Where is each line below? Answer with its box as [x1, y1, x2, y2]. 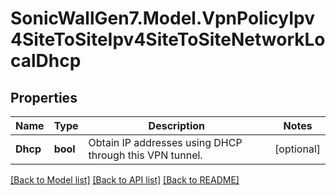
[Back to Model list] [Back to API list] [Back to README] [10, 174, 240, 186]
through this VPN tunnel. [88, 148, 203, 162]
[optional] [274, 142, 321, 156]
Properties [10, 89, 78, 106]
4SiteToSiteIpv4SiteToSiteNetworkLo [10, 28, 326, 51]
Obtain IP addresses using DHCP [88, 136, 243, 149]
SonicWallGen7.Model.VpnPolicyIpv [10, 7, 315, 30]
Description [148, 119, 206, 132]
